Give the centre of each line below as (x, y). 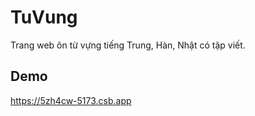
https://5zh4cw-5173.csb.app (71, 100)
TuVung (44, 17)
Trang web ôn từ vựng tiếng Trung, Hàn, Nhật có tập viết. (128, 45)
